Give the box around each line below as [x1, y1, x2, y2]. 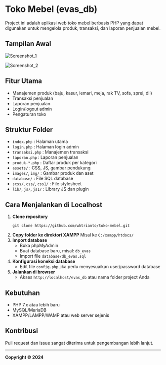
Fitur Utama [5, 77, 42, 85]
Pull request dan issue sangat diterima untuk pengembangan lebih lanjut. [5, 340, 154, 346]
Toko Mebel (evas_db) [5, 3, 98, 15]
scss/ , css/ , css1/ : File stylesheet [12, 181, 82, 187]
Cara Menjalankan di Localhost [5, 200, 103, 209]
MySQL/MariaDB [12, 307, 47, 313]
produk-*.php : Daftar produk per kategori [12, 160, 97, 166]
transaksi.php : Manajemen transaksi [12, 149, 89, 155]
